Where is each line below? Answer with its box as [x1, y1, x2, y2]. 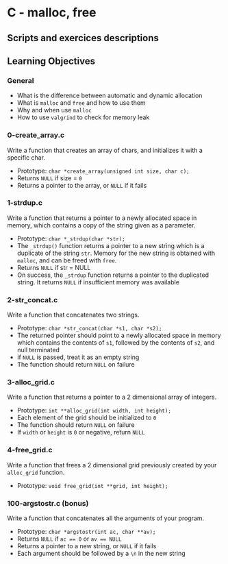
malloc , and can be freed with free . [16, 256, 117, 265]
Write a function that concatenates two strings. [7, 310, 140, 319]
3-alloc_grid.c [7, 378, 55, 387]
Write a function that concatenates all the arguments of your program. [7, 514, 205, 522]
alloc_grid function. [7, 468, 65, 476]
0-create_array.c [7, 130, 65, 140]
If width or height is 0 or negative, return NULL [16, 428, 145, 437]
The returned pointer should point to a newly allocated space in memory [16, 331, 221, 340]
